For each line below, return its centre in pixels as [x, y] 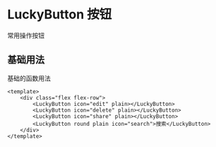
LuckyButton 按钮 [60, 14]
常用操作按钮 [26, 35]
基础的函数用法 [29, 78]
